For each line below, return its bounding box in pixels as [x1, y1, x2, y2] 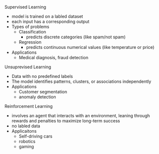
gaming [18, 144, 34, 149]
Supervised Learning [4, 4, 47, 10]
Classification [18, 29, 47, 34]
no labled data [11, 123, 41, 129]
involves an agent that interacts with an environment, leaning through [11, 113, 150, 118]
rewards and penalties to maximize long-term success [11, 118, 120, 123]
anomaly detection [18, 94, 56, 100]
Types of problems [11, 24, 49, 30]
